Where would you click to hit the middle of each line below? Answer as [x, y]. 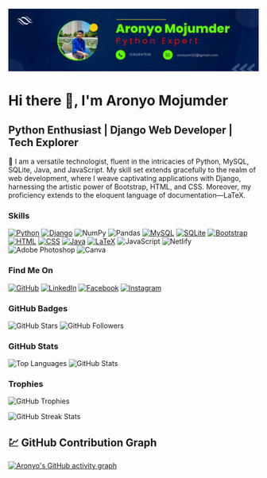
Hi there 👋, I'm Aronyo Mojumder [118, 101]
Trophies [26, 384]
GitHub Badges [38, 308]
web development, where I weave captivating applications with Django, [125, 178]
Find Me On [31, 271]
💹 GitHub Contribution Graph [83, 443]
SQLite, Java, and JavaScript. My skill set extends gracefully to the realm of [132, 170]
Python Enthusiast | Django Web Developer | [120, 130]
